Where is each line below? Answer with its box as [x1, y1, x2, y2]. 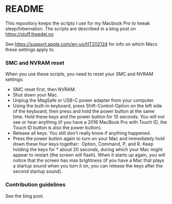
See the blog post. [5, 193, 45, 199]
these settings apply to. [5, 46, 55, 52]
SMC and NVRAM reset [5, 59, 65, 66]
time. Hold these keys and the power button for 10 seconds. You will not [12, 114, 165, 120]
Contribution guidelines [5, 181, 66, 188]
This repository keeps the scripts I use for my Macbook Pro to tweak [5, 20, 150, 26]
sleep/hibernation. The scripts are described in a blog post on [5, 25, 136, 31]
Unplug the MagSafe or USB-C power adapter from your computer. [12, 97, 155, 103]
